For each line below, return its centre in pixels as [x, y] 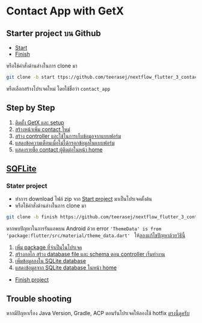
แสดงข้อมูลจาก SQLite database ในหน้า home [66, 268]
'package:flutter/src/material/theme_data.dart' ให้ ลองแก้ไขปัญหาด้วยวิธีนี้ [96, 235]
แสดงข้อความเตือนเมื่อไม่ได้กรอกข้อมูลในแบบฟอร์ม [65, 143]
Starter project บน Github [54, 33]
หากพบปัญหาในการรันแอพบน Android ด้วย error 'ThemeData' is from [84, 229]
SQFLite [21, 169]
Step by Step [31, 108]
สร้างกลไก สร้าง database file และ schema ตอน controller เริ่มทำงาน [90, 254]
